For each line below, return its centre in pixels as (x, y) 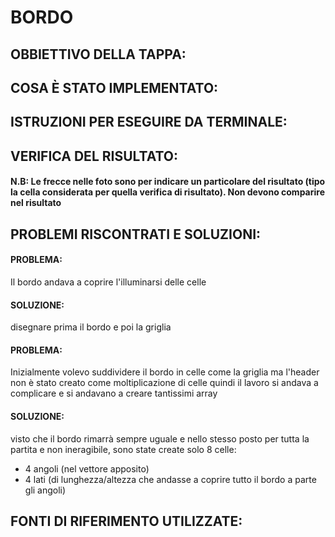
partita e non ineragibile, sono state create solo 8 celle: (123, 449)
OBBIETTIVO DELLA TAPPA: (98, 54)
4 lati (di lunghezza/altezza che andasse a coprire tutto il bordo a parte (170, 479)
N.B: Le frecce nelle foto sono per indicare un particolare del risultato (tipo (168, 182)
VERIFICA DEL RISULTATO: (94, 156)
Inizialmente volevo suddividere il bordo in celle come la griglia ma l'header (165, 372)
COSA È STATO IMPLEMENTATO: (114, 87)
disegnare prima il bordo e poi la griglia (91, 327)
